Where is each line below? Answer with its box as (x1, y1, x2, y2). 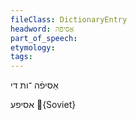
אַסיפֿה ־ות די (10, 79, 59, 91)
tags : (10, 52, 33, 62)
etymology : (10, 42, 56, 53)
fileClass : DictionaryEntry (10, 14, 128, 25)
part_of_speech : (10, 33, 78, 43)
